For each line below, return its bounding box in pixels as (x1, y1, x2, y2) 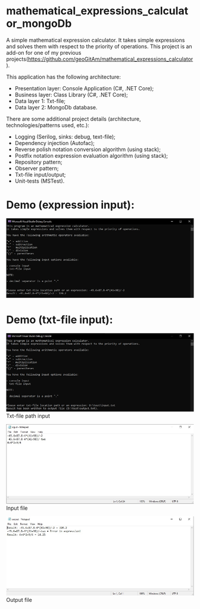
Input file (6, 504, 28, 512)
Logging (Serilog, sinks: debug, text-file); (14, 133, 116, 140)
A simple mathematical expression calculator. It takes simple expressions (6, 36, 185, 43)
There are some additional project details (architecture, (6, 115, 141, 123)
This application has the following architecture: (6, 73, 121, 80)
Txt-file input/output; (14, 171, 66, 178)
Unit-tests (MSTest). (14, 177, 65, 184)
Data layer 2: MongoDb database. (14, 103, 98, 111)
